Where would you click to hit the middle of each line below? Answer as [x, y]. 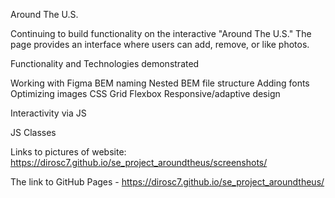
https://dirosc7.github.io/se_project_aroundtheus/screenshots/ [139, 162]
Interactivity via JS [48, 113]
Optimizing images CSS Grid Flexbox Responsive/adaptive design [145, 93]
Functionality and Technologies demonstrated [105, 63]
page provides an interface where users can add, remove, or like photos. [160, 44]
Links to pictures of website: [68, 152]
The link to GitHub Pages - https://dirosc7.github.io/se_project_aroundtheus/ [167, 182]
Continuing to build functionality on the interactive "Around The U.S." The [161, 33]
